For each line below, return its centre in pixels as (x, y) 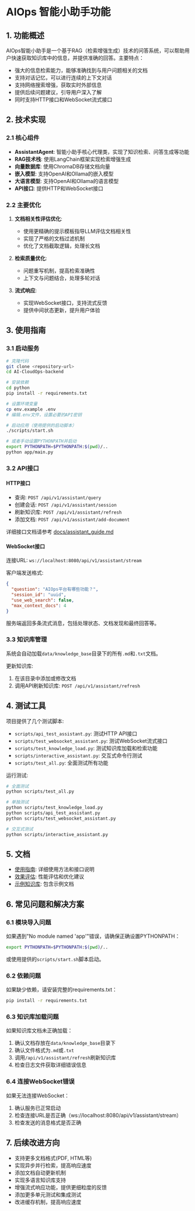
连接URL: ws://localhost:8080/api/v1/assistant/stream (74, 560)
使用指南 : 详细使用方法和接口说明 (54, 869)
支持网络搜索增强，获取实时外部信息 (58, 85)
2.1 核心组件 (23, 138)
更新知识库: (20, 666)
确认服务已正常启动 (38, 1108)
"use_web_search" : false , (43, 600)
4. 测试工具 (26, 706)
